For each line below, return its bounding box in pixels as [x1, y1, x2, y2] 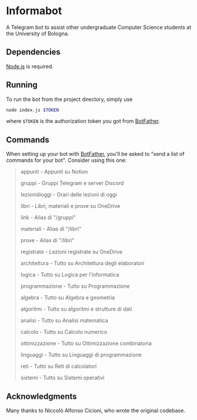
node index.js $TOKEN [6, 107, 59, 113]
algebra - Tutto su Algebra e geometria [20, 294, 115, 301]
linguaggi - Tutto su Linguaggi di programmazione [20, 351, 142, 359]
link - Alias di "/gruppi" [20, 214, 76, 221]
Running [6, 80, 38, 90]
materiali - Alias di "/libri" [20, 226, 82, 233]
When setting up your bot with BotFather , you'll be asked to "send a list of [6, 151, 185, 158]
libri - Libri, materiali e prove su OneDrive [20, 203, 121, 210]
